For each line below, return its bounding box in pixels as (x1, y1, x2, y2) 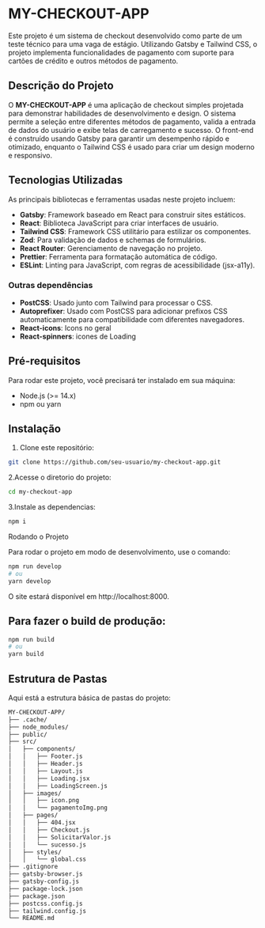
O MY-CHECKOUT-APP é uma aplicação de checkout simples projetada (8, 100, 244, 109)
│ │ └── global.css (8, 855, 87, 863)
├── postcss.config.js (8, 900, 83, 907)
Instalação (8, 422, 62, 436)
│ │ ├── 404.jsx (8, 819, 77, 827)
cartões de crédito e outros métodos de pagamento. (8, 56, 179, 66)
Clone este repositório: (19, 443, 95, 453)
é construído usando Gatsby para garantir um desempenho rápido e (8, 134, 230, 143)
